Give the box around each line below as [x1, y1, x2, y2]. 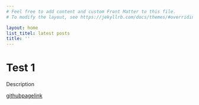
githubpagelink [6, 92, 43, 99]
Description [6, 81, 34, 88]
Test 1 [6, 61, 36, 74]
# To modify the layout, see [6, 14, 78, 20]
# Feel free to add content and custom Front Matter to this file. [6, 8, 176, 15]
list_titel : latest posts [6, 30, 70, 36]
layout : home [6, 25, 38, 31]
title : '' [6, 36, 31, 42]
